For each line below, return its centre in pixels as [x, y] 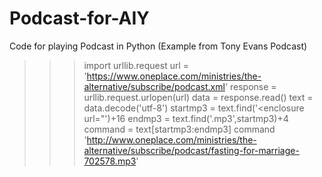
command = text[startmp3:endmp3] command [179, 129]
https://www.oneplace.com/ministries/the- [174, 76]
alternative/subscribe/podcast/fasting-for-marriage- [191, 150]
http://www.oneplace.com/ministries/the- [171, 139]
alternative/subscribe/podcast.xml [154, 86]
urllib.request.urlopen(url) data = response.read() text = [198, 97]
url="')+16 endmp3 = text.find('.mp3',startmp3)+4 [186, 118]
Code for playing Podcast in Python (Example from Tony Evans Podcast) [158, 46]
